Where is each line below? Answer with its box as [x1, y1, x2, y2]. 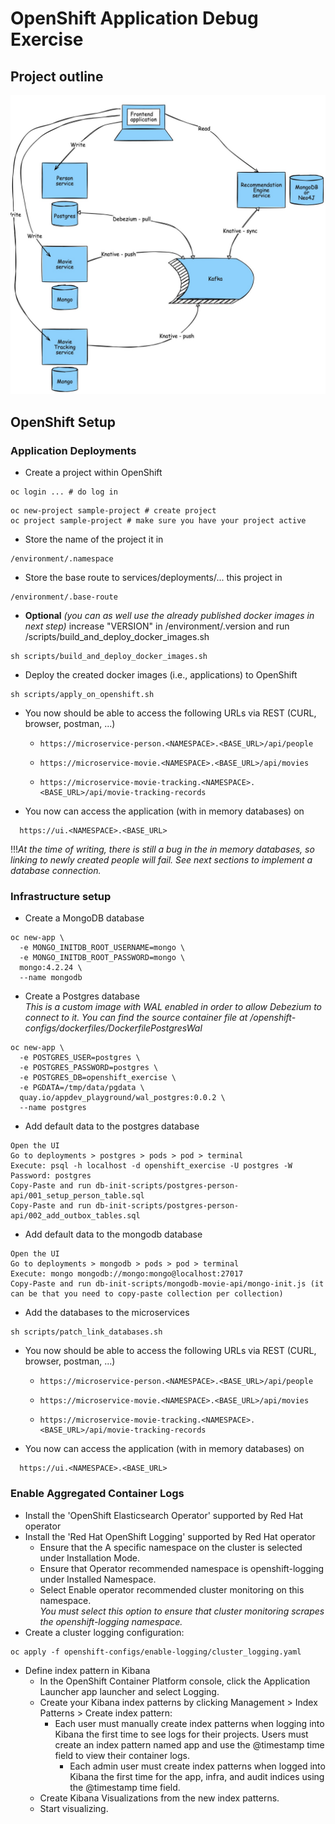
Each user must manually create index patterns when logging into [54, 1717, 325, 1729]
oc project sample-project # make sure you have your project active [10, 516, 307, 526]
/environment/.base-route [10, 592, 118, 602]
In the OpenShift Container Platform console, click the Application [39, 1675, 311, 1687]
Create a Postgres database [24, 990, 140, 1002]
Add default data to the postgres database [24, 1120, 200, 1132]
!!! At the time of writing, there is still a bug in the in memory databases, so [10, 843, 315, 856]
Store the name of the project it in [24, 533, 164, 546]
